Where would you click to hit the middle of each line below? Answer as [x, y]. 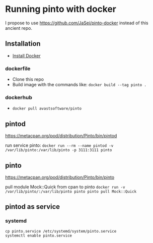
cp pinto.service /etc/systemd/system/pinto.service [61, 231]
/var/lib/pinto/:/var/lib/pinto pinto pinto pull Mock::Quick [71, 191]
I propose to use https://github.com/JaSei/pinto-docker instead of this [77, 23]
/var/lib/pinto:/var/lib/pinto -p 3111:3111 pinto [59, 150]
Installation [23, 44]
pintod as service [33, 207]
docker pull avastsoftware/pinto [47, 109]
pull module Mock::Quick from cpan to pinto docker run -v [65, 186]
